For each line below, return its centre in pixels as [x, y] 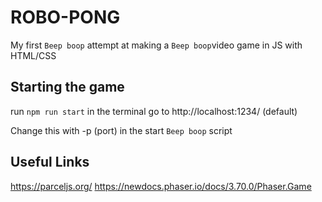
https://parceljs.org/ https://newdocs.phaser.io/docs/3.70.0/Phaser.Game [161, 186]
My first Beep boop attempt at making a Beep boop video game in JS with [156, 45]
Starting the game [67, 87]
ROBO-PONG [65, 17]
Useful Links [50, 162]
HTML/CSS [33, 55]
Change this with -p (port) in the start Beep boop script [121, 130]
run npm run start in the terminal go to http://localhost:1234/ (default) [154, 111]
